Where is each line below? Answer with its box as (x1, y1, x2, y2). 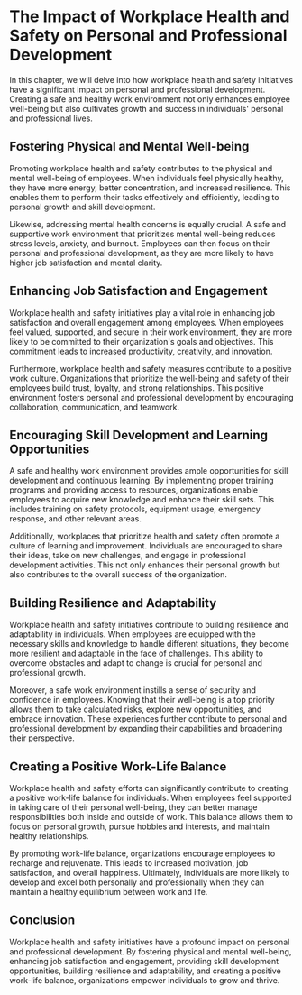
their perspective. (9, 732, 75, 743)
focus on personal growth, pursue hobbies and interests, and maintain (9, 821, 270, 832)
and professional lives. (9, 113, 93, 124)
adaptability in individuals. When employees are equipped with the (9, 629, 256, 640)
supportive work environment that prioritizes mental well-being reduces (9, 228, 276, 239)
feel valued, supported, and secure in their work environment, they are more (9, 327, 293, 337)
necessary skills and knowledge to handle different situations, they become (9, 639, 290, 650)
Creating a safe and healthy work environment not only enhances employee (9, 93, 291, 105)
